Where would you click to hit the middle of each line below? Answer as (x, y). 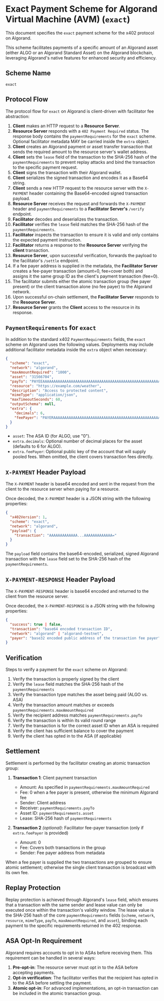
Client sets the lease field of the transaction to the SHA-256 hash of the (85, 157)
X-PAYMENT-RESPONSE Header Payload (61, 579)
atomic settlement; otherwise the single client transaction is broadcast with (81, 867)
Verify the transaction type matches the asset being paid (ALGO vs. (80, 695)
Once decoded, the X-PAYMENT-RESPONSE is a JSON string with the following (80, 606)
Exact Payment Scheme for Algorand (82, 9)
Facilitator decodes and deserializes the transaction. (65, 219)
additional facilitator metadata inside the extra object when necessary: (76, 350)
